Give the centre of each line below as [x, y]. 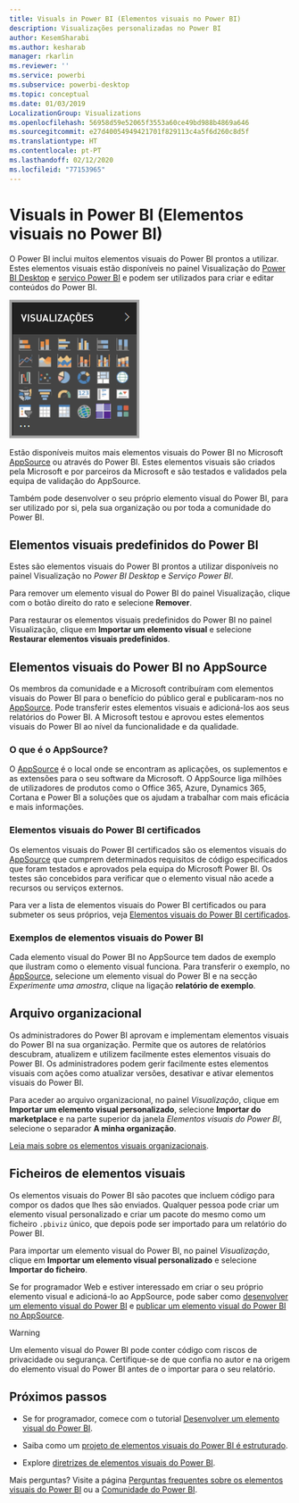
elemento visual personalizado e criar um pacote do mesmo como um [137, 1214]
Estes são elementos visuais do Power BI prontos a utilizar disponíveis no [144, 566]
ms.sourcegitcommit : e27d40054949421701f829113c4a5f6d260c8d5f [129, 132]
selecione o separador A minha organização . [93, 1128]
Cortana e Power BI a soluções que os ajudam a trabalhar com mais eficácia [149, 797]
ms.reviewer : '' [39, 66]
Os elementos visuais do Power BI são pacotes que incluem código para [142, 1195]
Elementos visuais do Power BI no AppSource [138, 667]
